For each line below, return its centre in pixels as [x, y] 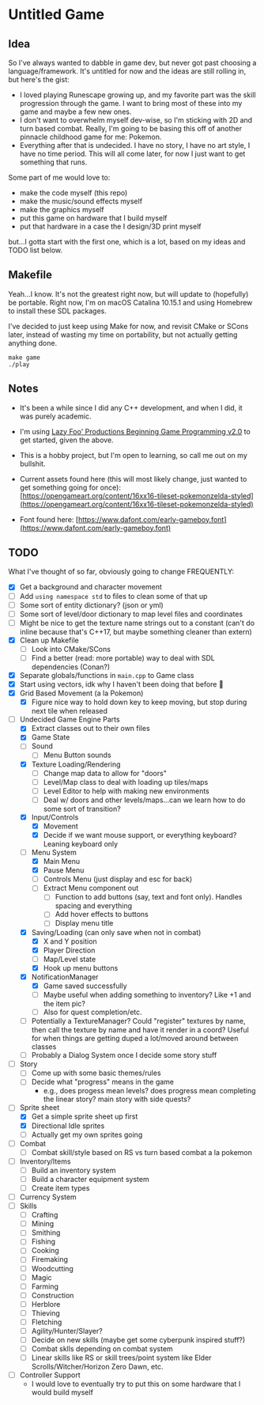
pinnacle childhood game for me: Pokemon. [91, 137]
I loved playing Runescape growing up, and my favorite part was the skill [138, 95]
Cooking [45, 1251]
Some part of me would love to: [59, 177]
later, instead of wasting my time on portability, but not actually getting [123, 335]
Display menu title [84, 923]
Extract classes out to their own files [91, 729]
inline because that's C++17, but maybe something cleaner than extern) [136, 631]
